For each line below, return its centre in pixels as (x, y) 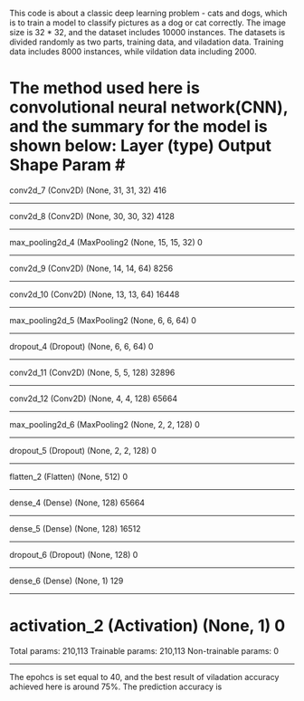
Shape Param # (67, 165)
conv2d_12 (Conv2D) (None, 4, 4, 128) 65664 (94, 399)
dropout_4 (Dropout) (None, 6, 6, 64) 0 (81, 346)
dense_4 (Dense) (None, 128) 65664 (77, 503)
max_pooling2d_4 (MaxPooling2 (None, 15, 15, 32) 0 (106, 242)
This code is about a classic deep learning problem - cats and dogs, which (148, 13)
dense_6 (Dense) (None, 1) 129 (66, 581)
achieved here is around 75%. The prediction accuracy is (116, 687)
